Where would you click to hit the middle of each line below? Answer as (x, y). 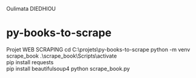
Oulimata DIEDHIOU (31, 9)
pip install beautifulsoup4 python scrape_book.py (68, 68)
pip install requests (30, 62)
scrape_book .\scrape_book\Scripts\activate (62, 56)
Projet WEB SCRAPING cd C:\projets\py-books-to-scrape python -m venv (98, 49)
